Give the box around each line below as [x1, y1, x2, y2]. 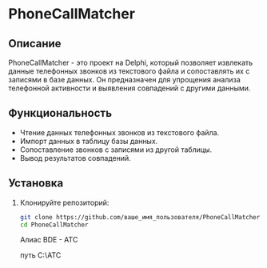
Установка [8, 177, 64, 190]
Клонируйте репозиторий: [19, 198, 110, 207]
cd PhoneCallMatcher [19, 221, 89, 229]
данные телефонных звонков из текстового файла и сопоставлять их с [8, 66, 250, 76]
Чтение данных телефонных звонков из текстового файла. [19, 127, 220, 137]
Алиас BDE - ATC [19, 235, 78, 245]
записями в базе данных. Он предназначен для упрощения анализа [8, 75, 241, 84]
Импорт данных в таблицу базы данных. [19, 136, 158, 146]
